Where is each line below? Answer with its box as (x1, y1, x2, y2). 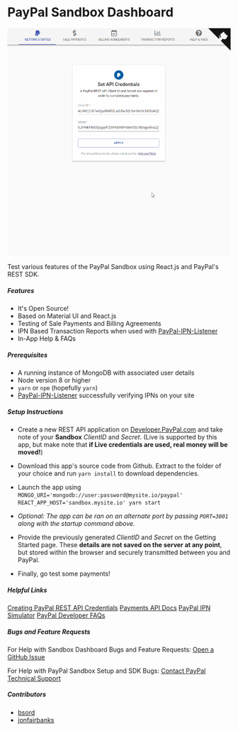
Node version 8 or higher (17, 375, 91, 384)
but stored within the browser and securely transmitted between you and (17, 548, 231, 556)
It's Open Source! (17, 304, 69, 313)
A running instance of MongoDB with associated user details (17, 368, 195, 377)
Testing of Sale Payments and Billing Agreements (17, 319, 161, 328)
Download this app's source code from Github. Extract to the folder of (17, 461, 222, 470)
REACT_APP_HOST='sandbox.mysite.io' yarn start (17, 499, 161, 506)
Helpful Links (7, 586, 47, 594)
